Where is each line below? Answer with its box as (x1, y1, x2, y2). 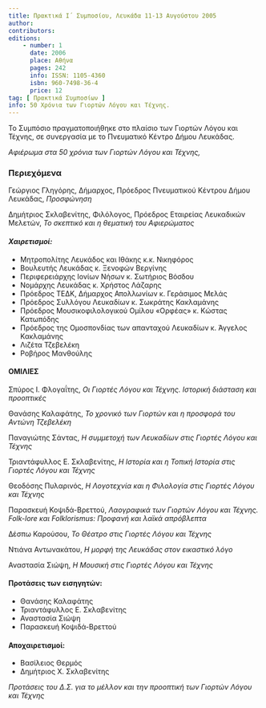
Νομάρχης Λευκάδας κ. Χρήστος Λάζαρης (19, 280, 162, 290)
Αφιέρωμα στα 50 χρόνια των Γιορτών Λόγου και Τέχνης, (8, 148, 201, 157)
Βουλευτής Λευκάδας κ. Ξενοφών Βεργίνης (19, 262, 167, 273)
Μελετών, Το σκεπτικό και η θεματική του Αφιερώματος (8, 218, 195, 228)
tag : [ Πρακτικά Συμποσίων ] (8, 94, 106, 102)
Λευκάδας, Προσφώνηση (8, 194, 92, 204)
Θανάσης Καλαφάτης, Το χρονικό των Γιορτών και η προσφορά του (8, 409, 236, 418)
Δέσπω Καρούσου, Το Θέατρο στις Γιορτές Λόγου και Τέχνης (8, 529, 212, 539)
